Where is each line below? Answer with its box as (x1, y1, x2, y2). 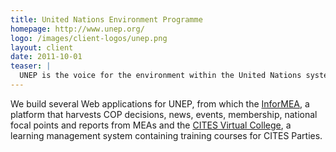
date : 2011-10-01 (10, 52, 83, 62)
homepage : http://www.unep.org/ (10, 24, 145, 34)
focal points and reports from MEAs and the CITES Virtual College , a (10, 119, 292, 131)
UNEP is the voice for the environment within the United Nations (19, 71, 302, 81)
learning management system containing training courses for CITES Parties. (10, 129, 323, 141)
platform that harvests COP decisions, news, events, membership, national (10, 108, 318, 120)
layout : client (10, 42, 74, 53)
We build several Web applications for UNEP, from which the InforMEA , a (10, 97, 310, 110)
